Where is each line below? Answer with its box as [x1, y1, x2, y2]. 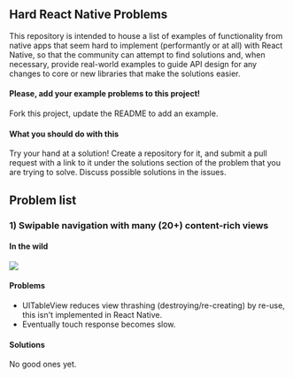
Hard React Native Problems [9, 7, 168, 22]
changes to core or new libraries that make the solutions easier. [9, 68, 241, 79]
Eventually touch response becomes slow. [21, 319, 176, 329]
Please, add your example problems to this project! [9, 89, 201, 99]
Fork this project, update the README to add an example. [9, 108, 219, 119]
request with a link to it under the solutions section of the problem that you [9, 158, 281, 168]
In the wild [9, 241, 49, 251]
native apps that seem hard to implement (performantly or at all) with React [9, 40, 283, 50]
